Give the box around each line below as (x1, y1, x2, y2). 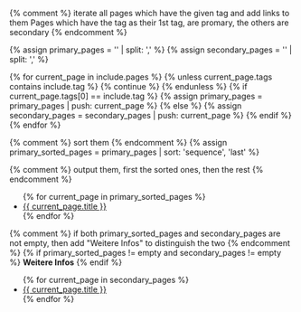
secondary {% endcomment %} (9, 27, 128, 37)
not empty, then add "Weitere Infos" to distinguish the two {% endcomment (9, 238, 291, 248)
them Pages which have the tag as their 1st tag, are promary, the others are (9, 17, 289, 28)
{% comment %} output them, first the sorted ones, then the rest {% (9, 165, 264, 175)
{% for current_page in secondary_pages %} (22, 275, 190, 285)
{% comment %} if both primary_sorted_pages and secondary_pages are (9, 228, 281, 239)
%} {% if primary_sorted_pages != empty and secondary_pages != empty (9, 248, 282, 258)
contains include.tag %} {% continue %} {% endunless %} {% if (9, 81, 248, 91)
